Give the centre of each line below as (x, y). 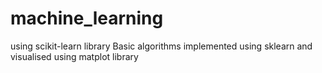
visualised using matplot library (74, 56)
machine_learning (87, 18)
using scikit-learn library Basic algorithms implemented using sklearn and (161, 46)
